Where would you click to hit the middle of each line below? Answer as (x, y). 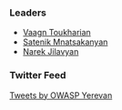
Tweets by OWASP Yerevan (61, 95)
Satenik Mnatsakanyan (65, 42)
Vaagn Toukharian (56, 33)
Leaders (28, 13)
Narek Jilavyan (51, 52)
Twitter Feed (38, 75)
